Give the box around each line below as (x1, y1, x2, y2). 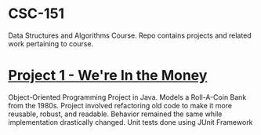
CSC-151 (8, 5, 65, 23)
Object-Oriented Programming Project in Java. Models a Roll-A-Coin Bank (8, 92, 247, 102)
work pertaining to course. (8, 38, 94, 48)
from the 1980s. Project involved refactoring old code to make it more (8, 100, 233, 110)
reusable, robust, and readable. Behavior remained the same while (8, 109, 223, 119)
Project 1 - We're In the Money (8, 67, 208, 85)
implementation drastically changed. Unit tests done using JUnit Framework (8, 117, 253, 126)
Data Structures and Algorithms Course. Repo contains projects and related (8, 31, 252, 40)
